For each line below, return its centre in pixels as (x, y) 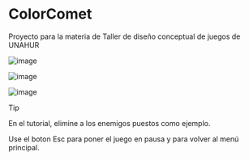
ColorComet (50, 14)
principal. (24, 147)
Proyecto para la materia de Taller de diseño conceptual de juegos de (124, 36)
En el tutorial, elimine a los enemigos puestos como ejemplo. (109, 123)
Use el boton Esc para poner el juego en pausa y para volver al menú (124, 139)
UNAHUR (24, 44)
